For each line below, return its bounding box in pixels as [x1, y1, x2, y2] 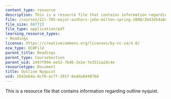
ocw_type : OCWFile [5, 45, 44, 51]
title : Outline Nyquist [5, 69, 56, 75]
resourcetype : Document [5, 64, 56, 69]
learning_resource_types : [5, 31, 60, 36]
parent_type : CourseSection [5, 55, 65, 60]
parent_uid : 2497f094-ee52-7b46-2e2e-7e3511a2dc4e [5, 60, 115, 65]
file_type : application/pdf [5, 27, 65, 32]
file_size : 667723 [5, 21, 44, 27]
